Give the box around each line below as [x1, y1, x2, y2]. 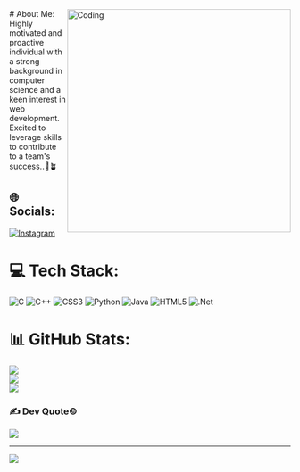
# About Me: [9, 9, 55, 19]
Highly [9, 18, 33, 29]
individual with [9, 46, 62, 57]
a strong [9, 56, 40, 66]
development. [9, 113, 60, 123]
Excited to [9, 122, 46, 133]
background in [9, 66, 62, 76]
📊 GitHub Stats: [9, 329, 131, 349]
